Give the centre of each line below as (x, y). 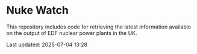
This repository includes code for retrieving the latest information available (99, 27)
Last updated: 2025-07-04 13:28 (47, 45)
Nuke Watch (38, 10)
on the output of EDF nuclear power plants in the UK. (72, 33)
